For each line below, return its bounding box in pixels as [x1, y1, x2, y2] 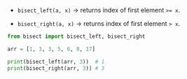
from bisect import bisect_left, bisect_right [7, 33, 146, 40]
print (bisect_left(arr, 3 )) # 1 [7, 58, 105, 65]
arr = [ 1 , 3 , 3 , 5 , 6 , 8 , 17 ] [7, 45, 96, 52]
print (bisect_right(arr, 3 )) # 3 [7, 64, 105, 72]
